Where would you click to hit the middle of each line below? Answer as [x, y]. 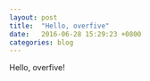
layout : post [33, 17]
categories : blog [42, 42]
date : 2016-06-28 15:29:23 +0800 [75, 34]
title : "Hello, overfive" [59, 26]
